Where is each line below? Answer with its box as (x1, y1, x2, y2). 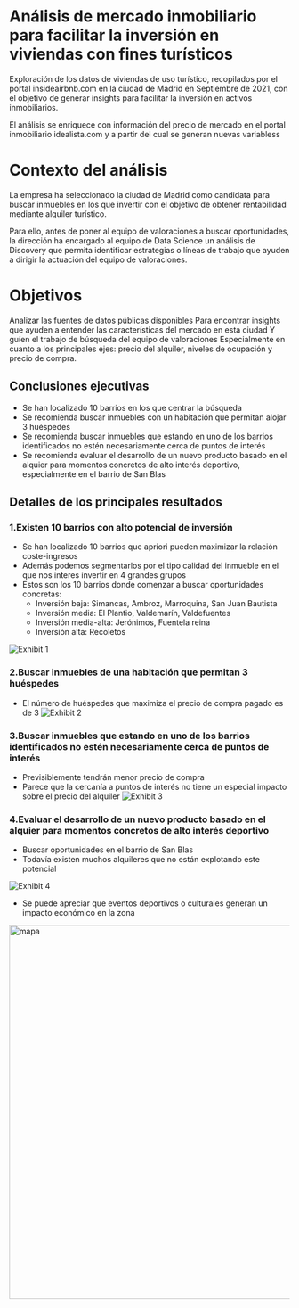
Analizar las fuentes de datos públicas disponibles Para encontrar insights (9, 315, 281, 325)
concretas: (21, 588, 62, 599)
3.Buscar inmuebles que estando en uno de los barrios (9, 729, 251, 742)
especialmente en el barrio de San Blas (21, 468, 166, 479)
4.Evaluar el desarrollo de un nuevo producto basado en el (9, 813, 267, 826)
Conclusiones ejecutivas (9, 379, 149, 394)
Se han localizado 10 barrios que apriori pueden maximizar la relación (21, 541, 278, 552)
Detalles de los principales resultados (9, 495, 222, 510)
